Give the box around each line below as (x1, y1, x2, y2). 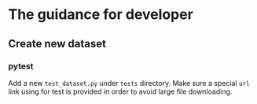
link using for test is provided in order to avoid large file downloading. (8, 87, 233, 96)
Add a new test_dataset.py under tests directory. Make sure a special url (8, 78, 250, 87)
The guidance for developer (8, 6, 194, 24)
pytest (8, 61, 34, 72)
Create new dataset (8, 37, 106, 50)
